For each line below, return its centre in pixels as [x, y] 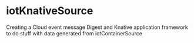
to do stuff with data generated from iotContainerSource [74, 33]
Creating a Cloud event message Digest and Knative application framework [97, 27]
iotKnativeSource [50, 11]
